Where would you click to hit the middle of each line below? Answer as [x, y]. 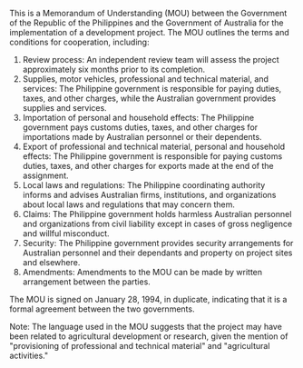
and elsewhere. [51, 262]
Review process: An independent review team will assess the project [151, 60]
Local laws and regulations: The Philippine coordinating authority [144, 185]
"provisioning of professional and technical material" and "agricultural [140, 346]
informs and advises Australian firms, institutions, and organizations [149, 195]
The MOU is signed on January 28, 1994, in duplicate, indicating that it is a [148, 299]
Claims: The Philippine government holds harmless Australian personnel [157, 214]
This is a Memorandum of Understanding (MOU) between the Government [148, 13]
